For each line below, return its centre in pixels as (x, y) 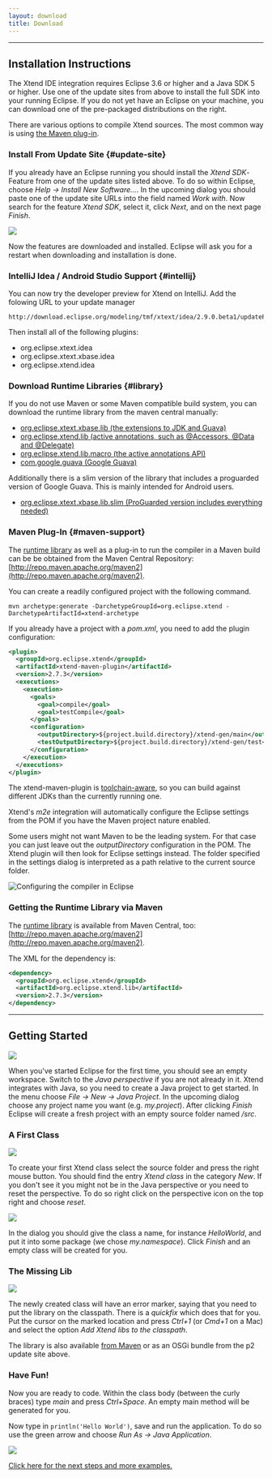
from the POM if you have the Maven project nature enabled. (109, 820)
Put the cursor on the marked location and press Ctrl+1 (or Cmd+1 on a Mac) (136, 1322)
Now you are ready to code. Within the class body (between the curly (124, 1393)
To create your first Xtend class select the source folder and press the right (134, 1167)
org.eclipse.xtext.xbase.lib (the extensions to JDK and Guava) (123, 428)
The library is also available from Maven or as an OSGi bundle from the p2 (132, 1346)
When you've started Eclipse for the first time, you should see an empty (128, 1070)
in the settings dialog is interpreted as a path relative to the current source (132, 862)
